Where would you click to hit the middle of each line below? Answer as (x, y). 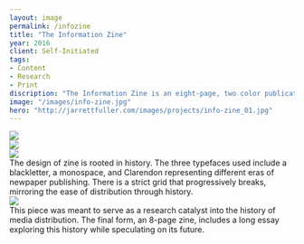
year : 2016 (30, 43)
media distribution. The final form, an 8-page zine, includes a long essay (144, 220)
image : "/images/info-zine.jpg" (70, 102)
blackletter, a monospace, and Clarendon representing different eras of (142, 173)
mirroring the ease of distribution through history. (101, 192)
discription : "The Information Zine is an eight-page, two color (135, 93)
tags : (19, 60)
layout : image (36, 18)
